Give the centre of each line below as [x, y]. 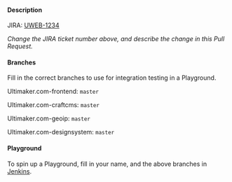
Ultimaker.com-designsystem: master [61, 132]
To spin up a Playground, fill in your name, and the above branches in [107, 164]
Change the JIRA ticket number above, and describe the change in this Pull [116, 39]
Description [25, 10]
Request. [20, 46]
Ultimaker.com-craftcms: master [54, 105]
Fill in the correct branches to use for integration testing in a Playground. [112, 78]
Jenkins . [20, 171]
